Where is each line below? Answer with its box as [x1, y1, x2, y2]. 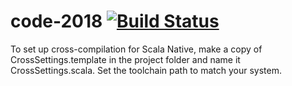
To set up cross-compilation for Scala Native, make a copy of [10, 43, 263, 55]
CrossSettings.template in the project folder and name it [10, 53, 241, 65]
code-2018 [10, 10, 103, 33]
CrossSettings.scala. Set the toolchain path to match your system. [10, 64, 282, 76]
